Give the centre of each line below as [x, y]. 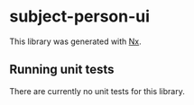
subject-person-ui [80, 17]
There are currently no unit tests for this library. [97, 91]
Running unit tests [62, 70]
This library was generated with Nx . [75, 41]
